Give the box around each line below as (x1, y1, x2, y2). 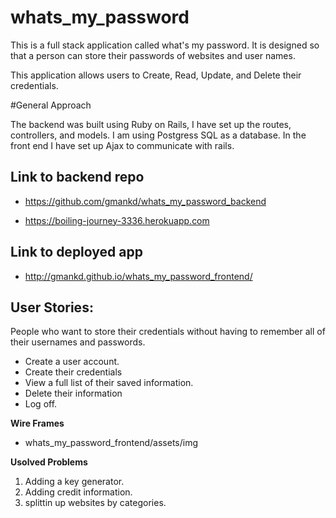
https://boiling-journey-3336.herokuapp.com (24, 214, 210, 226)
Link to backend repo (10, 169, 145, 186)
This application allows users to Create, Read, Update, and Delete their (10, 69, 302, 81)
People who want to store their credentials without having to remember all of (10, 326, 326, 338)
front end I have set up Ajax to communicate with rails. (10, 139, 235, 151)
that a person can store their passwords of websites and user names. (10, 49, 296, 61)
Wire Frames (10, 417, 65, 430)
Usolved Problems (10, 456, 88, 468)
